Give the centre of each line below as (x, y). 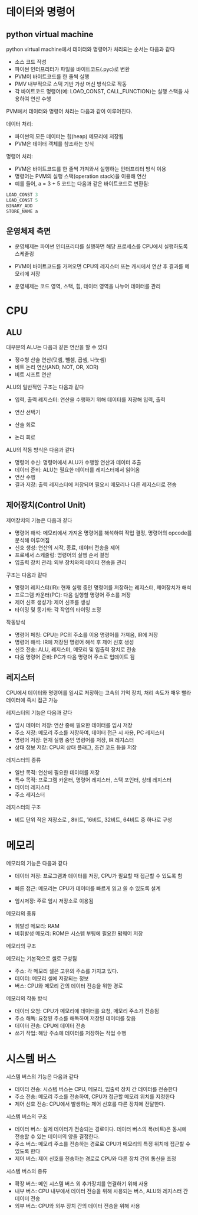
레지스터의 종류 (24, 760)
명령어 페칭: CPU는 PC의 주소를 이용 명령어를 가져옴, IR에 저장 (86, 635)
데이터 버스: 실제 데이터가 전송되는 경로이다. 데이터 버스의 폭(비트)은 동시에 (100, 1129)
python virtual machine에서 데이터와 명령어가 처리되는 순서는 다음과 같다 (90, 49)
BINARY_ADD (19, 206)
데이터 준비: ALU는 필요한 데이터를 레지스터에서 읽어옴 (77, 470)
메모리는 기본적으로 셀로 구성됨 (42, 958)
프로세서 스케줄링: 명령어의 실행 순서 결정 (62, 555)
